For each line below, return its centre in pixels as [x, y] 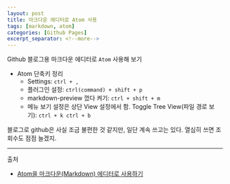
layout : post [26, 13]
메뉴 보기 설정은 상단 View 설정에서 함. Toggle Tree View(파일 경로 [117, 107]
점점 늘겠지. [41, 138]
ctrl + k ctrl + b [65, 116]
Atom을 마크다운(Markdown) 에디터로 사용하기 [80, 174]
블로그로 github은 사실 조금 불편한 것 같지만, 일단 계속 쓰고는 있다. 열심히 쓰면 [111, 130]
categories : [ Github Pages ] [47, 32]
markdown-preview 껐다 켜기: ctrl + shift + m [94, 98]
